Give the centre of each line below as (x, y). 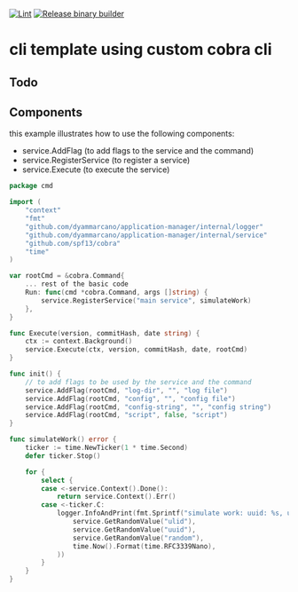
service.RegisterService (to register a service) (106, 161)
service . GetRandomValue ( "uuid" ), (134, 529)
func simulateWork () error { (63, 439)
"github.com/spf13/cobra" (73, 243)
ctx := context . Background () (79, 342)
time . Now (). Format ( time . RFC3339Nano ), (144, 546)
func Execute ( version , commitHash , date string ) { (105, 333)
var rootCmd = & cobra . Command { (67, 276)
